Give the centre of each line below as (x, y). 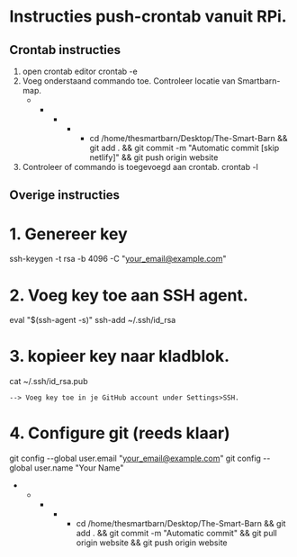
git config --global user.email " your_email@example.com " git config (135, 458)
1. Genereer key (68, 234)
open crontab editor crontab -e (80, 71)
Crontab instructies (65, 50)
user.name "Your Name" (79, 468)
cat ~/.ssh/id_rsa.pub (49, 382)
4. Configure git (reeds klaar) (120, 433)
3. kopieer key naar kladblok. (120, 356)
